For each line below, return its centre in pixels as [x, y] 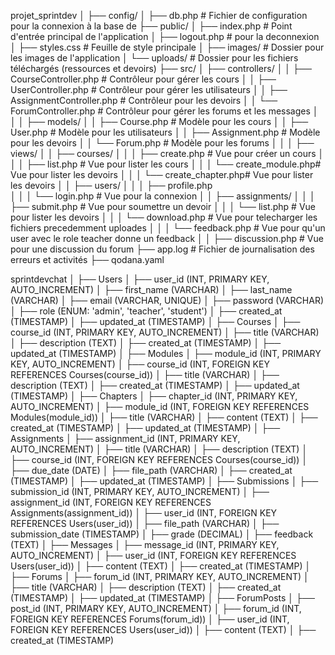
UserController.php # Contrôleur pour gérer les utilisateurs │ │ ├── [149, 89]
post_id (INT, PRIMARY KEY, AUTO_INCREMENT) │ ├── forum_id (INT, [156, 608]
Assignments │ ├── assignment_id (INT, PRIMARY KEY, [125, 438]
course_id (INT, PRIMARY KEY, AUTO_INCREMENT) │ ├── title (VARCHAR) [165, 332]
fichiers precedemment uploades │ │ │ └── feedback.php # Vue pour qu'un [168, 228]
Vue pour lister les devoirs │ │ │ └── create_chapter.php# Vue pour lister [162, 174]
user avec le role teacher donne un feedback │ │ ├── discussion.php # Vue [167, 238]
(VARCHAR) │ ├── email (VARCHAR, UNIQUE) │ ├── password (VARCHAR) [167, 300]
